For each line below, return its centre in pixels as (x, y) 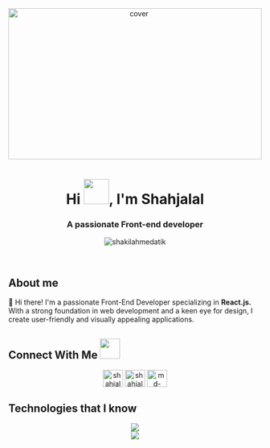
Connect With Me (53, 355)
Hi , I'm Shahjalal (135, 199)
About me (33, 282)
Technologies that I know (73, 408)
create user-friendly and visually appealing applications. (101, 319)
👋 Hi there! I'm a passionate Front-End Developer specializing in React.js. (130, 302)
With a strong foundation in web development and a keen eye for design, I (131, 311)
